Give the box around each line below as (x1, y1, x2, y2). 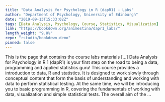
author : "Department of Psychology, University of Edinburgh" (5, 12, 138, 17)
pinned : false (5, 40, 35, 45)
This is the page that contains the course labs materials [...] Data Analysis (5, 54, 157, 60)
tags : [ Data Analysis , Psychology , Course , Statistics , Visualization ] (5, 21, 158, 27)
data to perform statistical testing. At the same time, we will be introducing (5, 80, 159, 86)
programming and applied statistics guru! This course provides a (5, 64, 139, 70)
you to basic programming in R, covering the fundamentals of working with (5, 86, 160, 92)
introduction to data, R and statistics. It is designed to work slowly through (5, 70, 159, 76)
